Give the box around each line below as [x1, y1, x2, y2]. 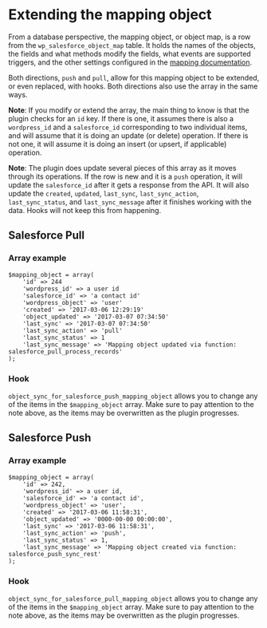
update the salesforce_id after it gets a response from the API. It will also [8, 180, 249, 189]
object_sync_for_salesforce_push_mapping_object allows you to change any [8, 391, 258, 401]
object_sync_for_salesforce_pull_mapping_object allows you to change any [8, 593, 258, 603]
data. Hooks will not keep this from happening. [8, 205, 162, 215]
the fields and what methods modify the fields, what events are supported [8, 49, 251, 58]
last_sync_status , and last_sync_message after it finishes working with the [8, 197, 253, 207]
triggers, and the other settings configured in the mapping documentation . [8, 57, 253, 67]
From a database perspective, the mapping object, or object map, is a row [8, 32, 251, 41]
